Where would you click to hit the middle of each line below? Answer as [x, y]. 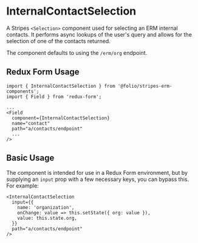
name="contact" [31, 123]
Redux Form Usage [43, 72]
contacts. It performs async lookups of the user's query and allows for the [99, 34]
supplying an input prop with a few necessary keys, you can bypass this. [98, 179]
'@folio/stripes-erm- [145, 86]
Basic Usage [30, 158]
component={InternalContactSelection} [61, 118]
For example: [23, 185]
